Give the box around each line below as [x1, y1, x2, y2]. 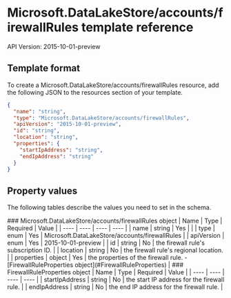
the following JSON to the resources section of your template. [7, 88, 183, 96]
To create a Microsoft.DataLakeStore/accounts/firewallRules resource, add [7, 81, 219, 89]
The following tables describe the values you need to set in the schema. [7, 203, 212, 212]
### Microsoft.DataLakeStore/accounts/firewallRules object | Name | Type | [7, 216, 223, 225]
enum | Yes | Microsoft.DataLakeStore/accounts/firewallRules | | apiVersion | [7, 232, 225, 240]
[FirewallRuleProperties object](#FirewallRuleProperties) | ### [7, 261, 184, 269]
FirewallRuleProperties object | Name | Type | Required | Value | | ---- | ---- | [7, 268, 225, 277]
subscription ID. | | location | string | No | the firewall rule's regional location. [7, 246, 223, 254]
